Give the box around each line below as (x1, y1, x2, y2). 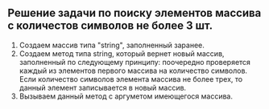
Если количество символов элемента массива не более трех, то (19, 74, 243, 83)
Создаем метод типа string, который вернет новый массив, (19, 48, 225, 59)
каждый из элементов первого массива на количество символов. (19, 66, 247, 75)
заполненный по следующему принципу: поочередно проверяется (19, 57, 251, 67)
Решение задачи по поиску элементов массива (7, 6, 262, 20)
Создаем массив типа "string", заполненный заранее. (19, 40, 205, 50)
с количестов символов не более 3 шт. (7, 19, 213, 33)
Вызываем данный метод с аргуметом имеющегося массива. (19, 91, 234, 101)
